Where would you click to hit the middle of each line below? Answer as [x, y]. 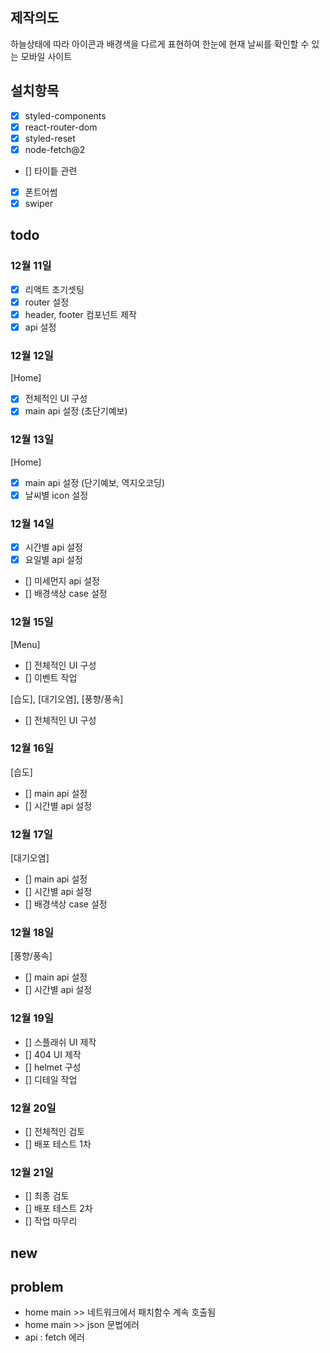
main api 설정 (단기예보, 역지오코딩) [95, 482]
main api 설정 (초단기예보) [76, 411]
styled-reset [50, 138]
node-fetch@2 [55, 149]
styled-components [65, 115]
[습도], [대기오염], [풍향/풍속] [67, 699]
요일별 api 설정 [53, 560]
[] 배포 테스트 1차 [58, 1144]
